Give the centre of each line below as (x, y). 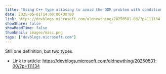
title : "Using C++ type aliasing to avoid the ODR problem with (73, 10)
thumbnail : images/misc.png (34, 33)
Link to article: (27, 61)
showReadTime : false (26, 28)
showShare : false (23, 23)
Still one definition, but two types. (39, 51)
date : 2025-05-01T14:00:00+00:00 (40, 14)
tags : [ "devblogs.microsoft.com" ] (41, 37)
